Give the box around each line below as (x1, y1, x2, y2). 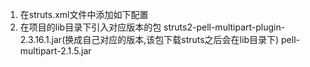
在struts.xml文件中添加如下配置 (19, 9, 149, 20)
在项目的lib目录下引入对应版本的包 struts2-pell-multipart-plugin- (19, 21, 286, 33)
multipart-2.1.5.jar (19, 45, 92, 57)
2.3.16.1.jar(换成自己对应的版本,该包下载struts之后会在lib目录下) (19, 34, 280, 45)
